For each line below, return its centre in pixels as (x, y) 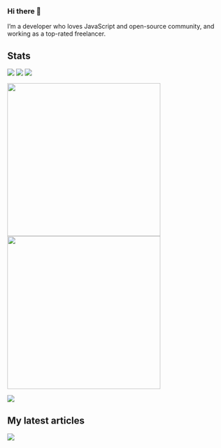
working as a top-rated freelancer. (57, 34)
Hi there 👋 (24, 11)
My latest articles (46, 420)
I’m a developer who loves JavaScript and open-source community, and (111, 27)
